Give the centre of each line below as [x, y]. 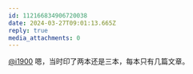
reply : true [28, 30]
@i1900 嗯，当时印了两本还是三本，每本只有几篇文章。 [99, 61]
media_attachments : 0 [44, 38]
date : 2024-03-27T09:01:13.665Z [62, 23]
